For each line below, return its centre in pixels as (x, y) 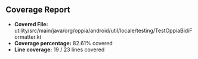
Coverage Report (38, 10)
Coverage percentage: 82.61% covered (63, 43)
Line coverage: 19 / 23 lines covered (59, 49)
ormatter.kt (28, 37)
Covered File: (31, 24)
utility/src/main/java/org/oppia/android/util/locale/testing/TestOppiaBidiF (103, 30)
